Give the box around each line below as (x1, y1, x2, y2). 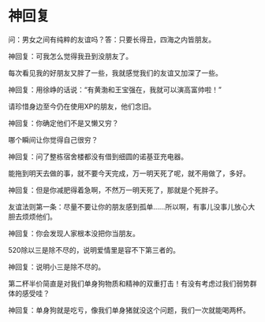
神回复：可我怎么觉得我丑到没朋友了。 (8, 51, 132, 61)
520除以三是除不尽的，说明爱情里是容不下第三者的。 (8, 245, 180, 254)
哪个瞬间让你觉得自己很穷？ (8, 135, 99, 144)
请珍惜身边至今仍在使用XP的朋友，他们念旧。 (8, 102, 156, 111)
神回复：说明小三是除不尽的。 (8, 261, 105, 272)
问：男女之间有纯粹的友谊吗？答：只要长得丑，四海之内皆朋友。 (8, 35, 215, 44)
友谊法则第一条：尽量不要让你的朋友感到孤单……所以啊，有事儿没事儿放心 (8, 202, 248, 211)
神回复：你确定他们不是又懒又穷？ (8, 118, 119, 128)
